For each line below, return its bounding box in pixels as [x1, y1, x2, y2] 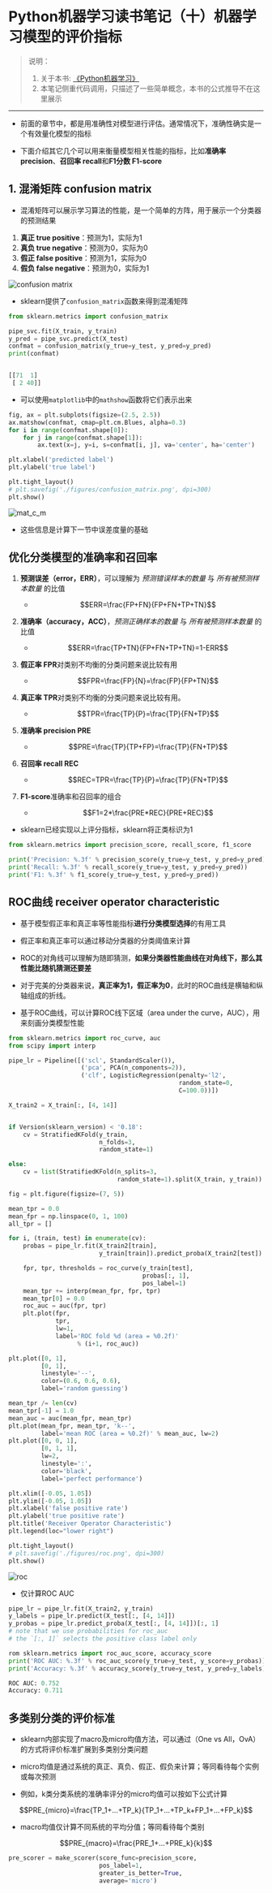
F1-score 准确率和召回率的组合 [19, 792, 121, 802]
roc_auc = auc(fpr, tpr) [23, 1302, 107, 1310]
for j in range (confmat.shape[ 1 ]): [23, 434, 143, 442]
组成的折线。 [27, 990, 70, 1000]
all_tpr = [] [8, 1220, 53, 1228]
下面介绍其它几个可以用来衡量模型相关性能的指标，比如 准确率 [19, 145, 227, 155]
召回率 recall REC [19, 758, 79, 768]
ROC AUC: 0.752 [8, 1679, 60, 1688]
